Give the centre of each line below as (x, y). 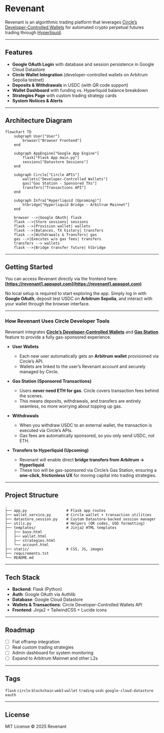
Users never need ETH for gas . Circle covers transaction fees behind (89, 390)
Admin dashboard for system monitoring (53, 653)
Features (19, 53)
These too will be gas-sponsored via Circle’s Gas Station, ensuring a (88, 470)
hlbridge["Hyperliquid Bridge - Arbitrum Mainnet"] (76, 205)
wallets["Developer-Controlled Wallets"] (65, 179)
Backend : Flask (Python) (37, 589)
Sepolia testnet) (28, 80)
